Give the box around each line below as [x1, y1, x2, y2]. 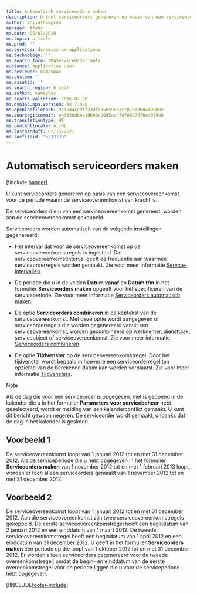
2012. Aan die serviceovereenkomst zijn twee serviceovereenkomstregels [6, 514, 184, 521]
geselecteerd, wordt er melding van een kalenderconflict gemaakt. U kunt [6, 405, 184, 412]
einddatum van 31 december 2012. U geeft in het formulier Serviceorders [6, 539, 184, 546]
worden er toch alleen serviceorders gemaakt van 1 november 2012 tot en [6, 469, 184, 476]
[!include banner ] [6, 178, 48, 185]
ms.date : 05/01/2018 [6, 30, 57, 36]
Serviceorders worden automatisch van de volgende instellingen [6, 225, 162, 232]
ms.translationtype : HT [6, 118, 64, 124]
